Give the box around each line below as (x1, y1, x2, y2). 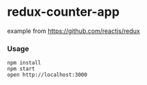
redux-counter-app (7, 4, 120, 20)
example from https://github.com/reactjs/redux (7, 27, 140, 35)
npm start (7, 66, 36, 73)
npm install (7, 60, 41, 66)
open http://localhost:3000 (7, 71, 88, 79)
